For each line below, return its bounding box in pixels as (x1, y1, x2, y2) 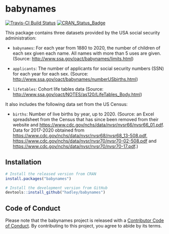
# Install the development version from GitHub (5, 185, 108, 190)
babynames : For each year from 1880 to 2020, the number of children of (12, 45, 161, 51)
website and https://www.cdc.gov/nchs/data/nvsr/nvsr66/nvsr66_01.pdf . (12, 122, 164, 128)
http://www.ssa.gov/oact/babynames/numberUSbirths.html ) (12, 76, 139, 82)
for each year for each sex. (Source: (12, 70, 89, 76)
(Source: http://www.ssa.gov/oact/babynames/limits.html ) (12, 55, 134, 61)
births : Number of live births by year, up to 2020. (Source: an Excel (12, 111, 154, 117)
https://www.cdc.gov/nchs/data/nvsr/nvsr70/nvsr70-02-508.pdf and (12, 138, 157, 144)
